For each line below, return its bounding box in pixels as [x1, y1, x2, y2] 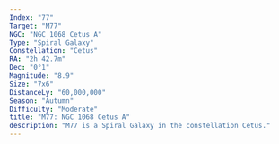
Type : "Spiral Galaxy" [9, 38, 94, 47]
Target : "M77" [9, 21, 63, 30]
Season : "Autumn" [9, 96, 74, 106]
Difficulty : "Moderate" [9, 105, 99, 114]
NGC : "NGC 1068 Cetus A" [9, 30, 102, 38]
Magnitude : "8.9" [9, 72, 74, 80]
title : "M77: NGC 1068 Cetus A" [9, 113, 130, 122]
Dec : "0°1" [9, 64, 50, 72]
